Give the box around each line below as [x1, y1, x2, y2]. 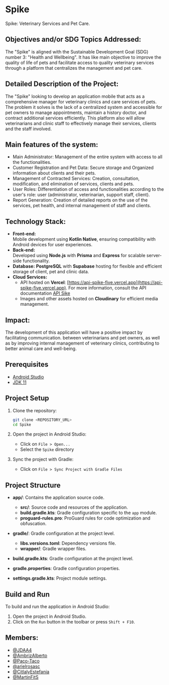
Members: [5, 634, 39, 642]
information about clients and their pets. [12, 170, 96, 176]
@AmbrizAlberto [12, 652, 48, 659]
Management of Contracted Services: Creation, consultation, [12, 176, 140, 182]
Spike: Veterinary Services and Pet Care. [5, 20, 90, 26]
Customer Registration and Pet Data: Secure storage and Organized [12, 164, 154, 171]
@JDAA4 [12, 647, 32, 653]
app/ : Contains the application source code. [12, 495, 105, 501]
